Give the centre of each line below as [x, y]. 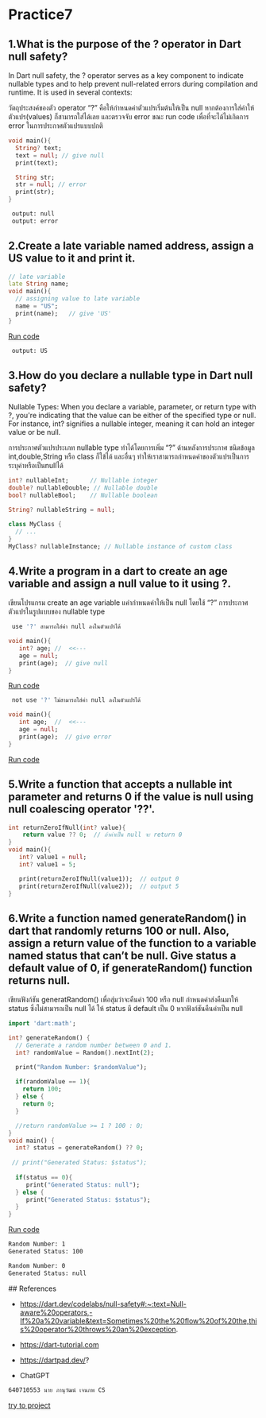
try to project [29, 1405]
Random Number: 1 [37, 1244]
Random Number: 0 [37, 1265]
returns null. [39, 980]
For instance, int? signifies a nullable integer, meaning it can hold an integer [132, 424]
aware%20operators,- [56, 1312]
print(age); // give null [64, 663]
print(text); [37, 163]
